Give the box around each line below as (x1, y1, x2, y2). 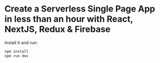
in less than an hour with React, (4, 13, 133, 25)
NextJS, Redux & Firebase (4, 24, 111, 35)
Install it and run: (4, 39, 38, 45)
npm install (4, 49, 29, 54)
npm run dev (4, 53, 29, 58)
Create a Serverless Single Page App (4, 3, 155, 14)
